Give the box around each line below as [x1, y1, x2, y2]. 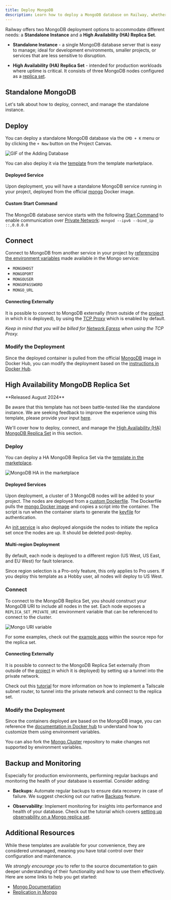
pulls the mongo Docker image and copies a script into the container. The [5, 503, 159, 510]
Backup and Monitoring [5, 759, 81, 767]
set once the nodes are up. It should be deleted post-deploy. [5, 530, 132, 536]
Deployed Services [5, 481, 47, 487]
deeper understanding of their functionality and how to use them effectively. [5, 868, 165, 875]
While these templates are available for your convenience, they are [5, 842, 146, 848]
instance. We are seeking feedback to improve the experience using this [5, 409, 157, 416]
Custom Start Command [5, 200, 58, 207]
